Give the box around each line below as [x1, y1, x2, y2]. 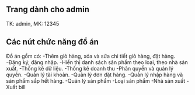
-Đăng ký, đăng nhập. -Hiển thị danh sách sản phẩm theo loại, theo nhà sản [6, 58, 188, 66]
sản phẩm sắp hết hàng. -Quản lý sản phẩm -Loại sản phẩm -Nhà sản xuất [6, 77, 186, 84]
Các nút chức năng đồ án [6, 37, 99, 47]
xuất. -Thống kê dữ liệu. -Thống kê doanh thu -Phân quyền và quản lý [6, 65, 174, 72]
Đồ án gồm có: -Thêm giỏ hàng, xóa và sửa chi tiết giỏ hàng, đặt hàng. [6, 52, 176, 59]
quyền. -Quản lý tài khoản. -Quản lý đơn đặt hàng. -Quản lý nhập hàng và [6, 71, 183, 78]
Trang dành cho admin [6, 5, 89, 15]
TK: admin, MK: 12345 [6, 20, 60, 27]
